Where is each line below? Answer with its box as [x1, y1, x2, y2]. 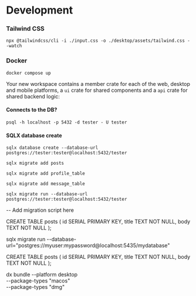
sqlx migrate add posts [6, 160, 65, 167]
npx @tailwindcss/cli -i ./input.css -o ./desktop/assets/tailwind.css [6, 38, 185, 44]
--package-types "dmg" [6, 284, 65, 291]
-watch [6, 43, 22, 49]
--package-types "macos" [6, 277, 70, 284]
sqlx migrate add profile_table [6, 171, 85, 177]
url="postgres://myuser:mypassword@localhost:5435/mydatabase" [6, 242, 170, 249]
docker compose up [6, 70, 51, 76]
